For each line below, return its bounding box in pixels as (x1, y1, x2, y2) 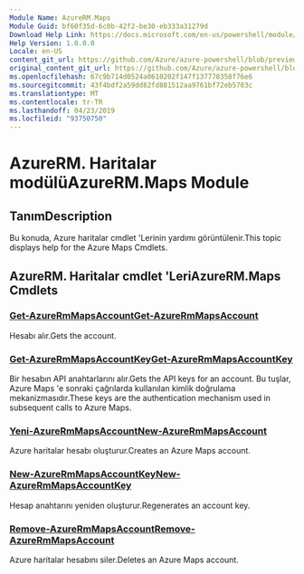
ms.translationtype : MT (9, 89, 100, 98)
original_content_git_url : (9, 64, 111, 73)
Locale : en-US (9, 47, 63, 56)
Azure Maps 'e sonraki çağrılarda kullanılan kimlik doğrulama (9, 383, 236, 394)
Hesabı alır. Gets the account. (9, 330, 117, 340)
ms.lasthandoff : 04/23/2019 (9, 106, 116, 115)
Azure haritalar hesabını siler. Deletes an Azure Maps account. (9, 554, 240, 565)
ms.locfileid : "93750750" (9, 114, 107, 123)
